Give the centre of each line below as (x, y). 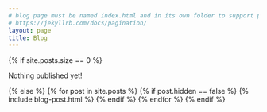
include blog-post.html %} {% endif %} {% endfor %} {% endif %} (117, 99)
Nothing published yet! (45, 75)
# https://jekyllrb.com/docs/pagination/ (78, 23)
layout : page (30, 30)
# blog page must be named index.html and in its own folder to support (131, 15)
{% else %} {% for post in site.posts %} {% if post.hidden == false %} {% (128, 91)
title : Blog (28, 38)
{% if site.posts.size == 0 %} (56, 60)
